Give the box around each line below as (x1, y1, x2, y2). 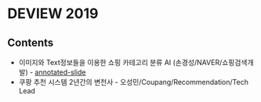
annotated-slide (34, 67, 86, 77)
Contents (7, 36, 54, 49)
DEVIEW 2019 (7, 5, 99, 23)
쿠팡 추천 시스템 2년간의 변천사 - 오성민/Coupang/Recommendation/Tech (18, 78, 248, 86)
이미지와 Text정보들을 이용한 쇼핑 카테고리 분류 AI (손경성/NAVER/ (18, 58, 223, 67)
